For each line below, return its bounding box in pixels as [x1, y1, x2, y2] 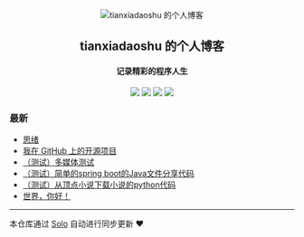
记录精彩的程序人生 [116, 65, 188, 76]
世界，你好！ [22, 190, 71, 201]
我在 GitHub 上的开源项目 [22, 145, 118, 156]
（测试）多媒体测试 [22, 156, 95, 167]
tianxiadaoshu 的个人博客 [80, 39, 224, 54]
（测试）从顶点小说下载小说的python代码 [22, 179, 176, 190]
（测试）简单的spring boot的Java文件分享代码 [22, 167, 195, 178]
